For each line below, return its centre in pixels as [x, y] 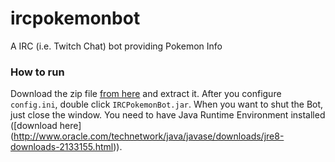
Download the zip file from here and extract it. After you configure [146, 94]
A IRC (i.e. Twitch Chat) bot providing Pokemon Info [116, 46]
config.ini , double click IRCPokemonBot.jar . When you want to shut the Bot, [167, 104]
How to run [37, 72]
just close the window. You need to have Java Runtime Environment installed [168, 115]
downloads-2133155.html [62, 147]
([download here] [46, 126]
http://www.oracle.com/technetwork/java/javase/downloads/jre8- [149, 136]
